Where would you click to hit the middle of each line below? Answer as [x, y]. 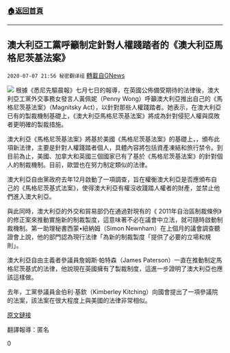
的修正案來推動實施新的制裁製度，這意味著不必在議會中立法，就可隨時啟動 [112, 220]
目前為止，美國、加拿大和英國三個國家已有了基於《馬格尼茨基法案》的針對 [112, 157]
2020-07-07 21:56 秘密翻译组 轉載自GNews [66, 76]
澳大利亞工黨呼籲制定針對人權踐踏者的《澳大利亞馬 [115, 45]
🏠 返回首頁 [25, 10]
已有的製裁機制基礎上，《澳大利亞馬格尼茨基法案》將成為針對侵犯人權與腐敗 [114, 116]
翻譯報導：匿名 [28, 330]
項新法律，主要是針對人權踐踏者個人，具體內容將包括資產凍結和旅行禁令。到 [115, 148]
